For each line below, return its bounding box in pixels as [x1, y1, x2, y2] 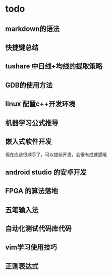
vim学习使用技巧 [5, 243, 57, 252]
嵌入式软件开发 [5, 137, 52, 146]
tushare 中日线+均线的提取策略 [5, 62, 102, 71]
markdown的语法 [5, 24, 60, 33]
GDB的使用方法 [5, 81, 53, 89]
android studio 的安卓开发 [5, 168, 87, 176]
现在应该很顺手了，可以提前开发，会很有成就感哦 [5, 151, 107, 158]
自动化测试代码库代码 [5, 224, 72, 233]
